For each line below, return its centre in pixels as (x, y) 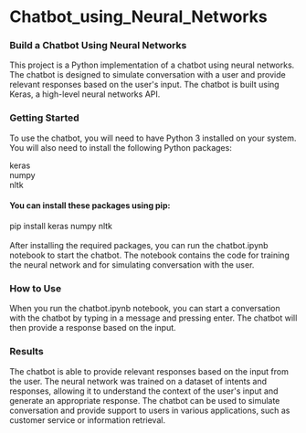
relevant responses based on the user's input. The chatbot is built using (145, 85)
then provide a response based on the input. (93, 328)
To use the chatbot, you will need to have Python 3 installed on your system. (153, 138)
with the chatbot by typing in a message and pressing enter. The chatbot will (153, 318)
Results (26, 352)
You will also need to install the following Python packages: (121, 147)
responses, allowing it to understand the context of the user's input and (144, 391)
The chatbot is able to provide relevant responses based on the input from (149, 371)
